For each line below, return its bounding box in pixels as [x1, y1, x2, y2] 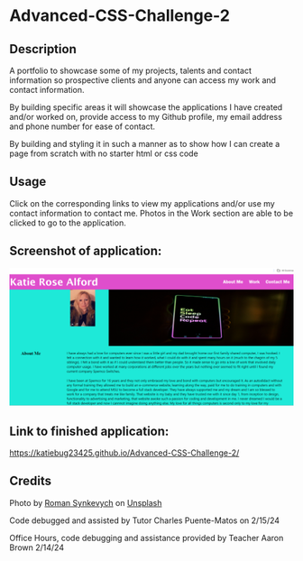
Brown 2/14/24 [9, 542, 65, 553]
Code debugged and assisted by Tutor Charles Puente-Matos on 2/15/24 [9, 515, 280, 526]
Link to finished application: [9, 423, 170, 438]
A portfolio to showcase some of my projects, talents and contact [9, 65, 252, 76]
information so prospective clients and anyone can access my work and [9, 75, 277, 86]
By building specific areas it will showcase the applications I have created [9, 102, 283, 113]
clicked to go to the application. [9, 217, 126, 228]
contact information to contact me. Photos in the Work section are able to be [9, 207, 294, 218]
